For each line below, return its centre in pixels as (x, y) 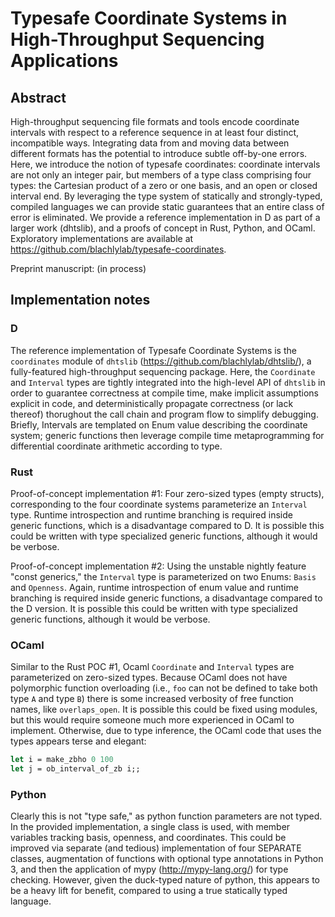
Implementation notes (80, 300)
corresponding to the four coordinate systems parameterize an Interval (159, 504)
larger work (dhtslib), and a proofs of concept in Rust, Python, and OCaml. (163, 228)
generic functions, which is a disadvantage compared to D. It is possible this (167, 525)
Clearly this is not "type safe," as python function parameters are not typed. (166, 816)
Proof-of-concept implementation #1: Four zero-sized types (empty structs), (167, 493)
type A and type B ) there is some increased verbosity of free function (152, 699)
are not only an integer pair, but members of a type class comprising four (161, 175)
